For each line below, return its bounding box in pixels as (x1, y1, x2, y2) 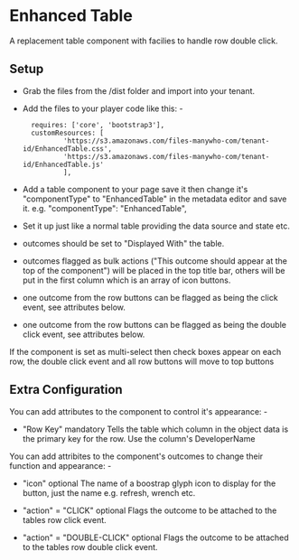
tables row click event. (22, 514, 107, 525)
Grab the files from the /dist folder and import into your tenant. (22, 85, 256, 96)
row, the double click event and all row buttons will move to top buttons (9, 356, 275, 367)
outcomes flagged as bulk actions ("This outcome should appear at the (22, 255, 287, 266)
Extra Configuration (9, 382, 124, 397)
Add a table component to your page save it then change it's (22, 183, 248, 194)
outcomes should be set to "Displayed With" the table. (22, 238, 225, 248)
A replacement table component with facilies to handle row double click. (9, 35, 278, 46)
